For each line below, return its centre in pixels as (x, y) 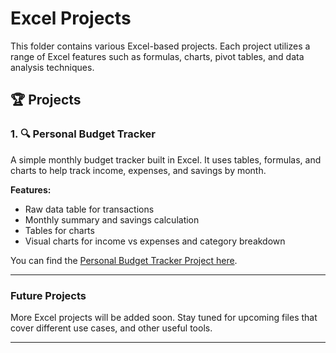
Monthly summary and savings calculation (112, 219)
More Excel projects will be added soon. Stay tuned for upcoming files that (164, 317)
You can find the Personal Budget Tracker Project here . (124, 260)
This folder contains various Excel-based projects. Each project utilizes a (160, 46)
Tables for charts (59, 230)
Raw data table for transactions (89, 209)
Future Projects (48, 295)
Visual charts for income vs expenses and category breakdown (155, 241)
